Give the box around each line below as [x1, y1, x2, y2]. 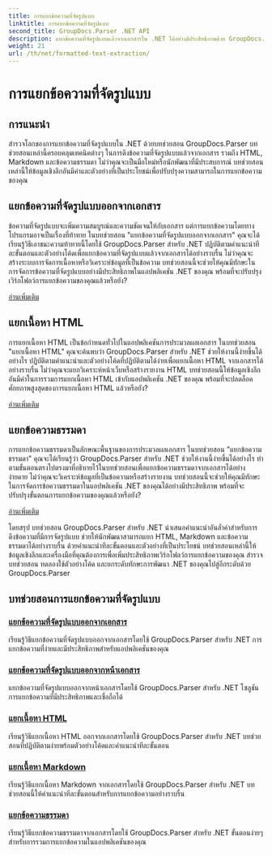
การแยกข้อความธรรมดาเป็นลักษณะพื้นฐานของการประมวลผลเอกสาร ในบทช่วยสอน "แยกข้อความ [8, 445, 262, 454]
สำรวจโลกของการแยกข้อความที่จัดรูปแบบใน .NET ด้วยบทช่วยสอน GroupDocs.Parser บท [8, 139, 258, 148]
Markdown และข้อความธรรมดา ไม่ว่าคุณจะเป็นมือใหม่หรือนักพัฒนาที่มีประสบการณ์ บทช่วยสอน [8, 157, 264, 166]
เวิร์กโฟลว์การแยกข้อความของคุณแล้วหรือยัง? [8, 275, 128, 285]
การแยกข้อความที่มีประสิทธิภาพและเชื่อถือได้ [8, 692, 123, 702]
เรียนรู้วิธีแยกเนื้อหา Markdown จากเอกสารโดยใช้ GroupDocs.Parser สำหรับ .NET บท [8, 780, 255, 789]
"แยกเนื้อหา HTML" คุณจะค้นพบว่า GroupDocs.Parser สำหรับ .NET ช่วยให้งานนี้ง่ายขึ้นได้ [8, 346, 263, 356]
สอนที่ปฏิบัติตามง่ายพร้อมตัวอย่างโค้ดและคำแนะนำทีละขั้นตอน [8, 740, 170, 750]
